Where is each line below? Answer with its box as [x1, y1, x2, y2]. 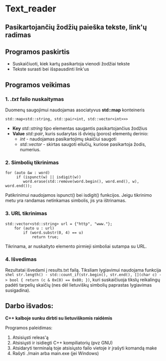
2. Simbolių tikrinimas [5, 159, 59, 166]
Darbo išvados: [5, 302, 54, 310]
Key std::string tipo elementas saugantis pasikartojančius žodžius [12, 125, 148, 131]
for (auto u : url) [14, 226, 55, 231]
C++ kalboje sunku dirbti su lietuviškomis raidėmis [5, 315, 113, 321]
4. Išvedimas [5, 256, 37, 263]
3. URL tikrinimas [5, 210, 47, 217]
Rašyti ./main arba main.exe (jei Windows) [12, 350, 99, 356]
